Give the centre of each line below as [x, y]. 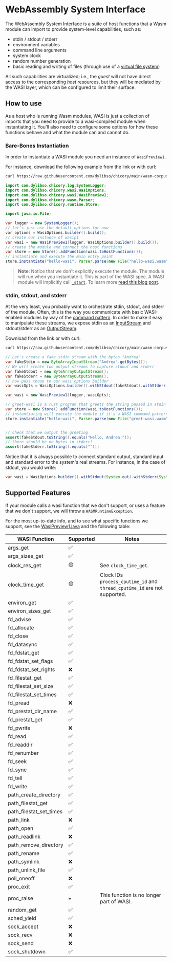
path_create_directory [34, 794]
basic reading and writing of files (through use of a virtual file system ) [86, 66]
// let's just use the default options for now [57, 228]
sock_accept [23, 927]
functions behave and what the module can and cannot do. [68, 132]
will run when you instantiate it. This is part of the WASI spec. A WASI [91, 277]
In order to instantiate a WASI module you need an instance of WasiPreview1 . [86, 157]
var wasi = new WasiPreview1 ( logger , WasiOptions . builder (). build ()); [82, 242]
